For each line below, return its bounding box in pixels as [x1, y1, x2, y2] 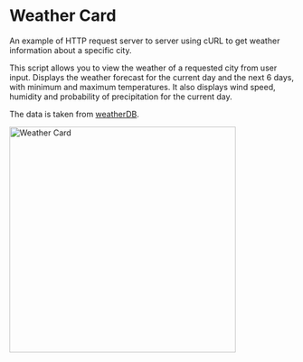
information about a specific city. [9, 44, 132, 55]
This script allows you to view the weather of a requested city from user [9, 62, 278, 73]
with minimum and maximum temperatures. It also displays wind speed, [9, 81, 276, 92]
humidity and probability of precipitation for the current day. [9, 91, 232, 102]
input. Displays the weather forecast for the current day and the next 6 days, [9, 71, 294, 82]
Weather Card [9, 5, 117, 26]
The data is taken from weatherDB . [9, 108, 140, 119]
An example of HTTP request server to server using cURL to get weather [9, 35, 280, 46]
